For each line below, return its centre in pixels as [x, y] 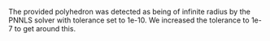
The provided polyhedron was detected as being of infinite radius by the [129, 12]
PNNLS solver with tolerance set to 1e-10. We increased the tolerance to [129, 20]
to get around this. [45, 29]
